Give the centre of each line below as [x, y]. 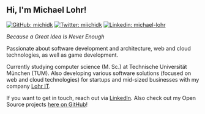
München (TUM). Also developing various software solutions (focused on [99, 73]
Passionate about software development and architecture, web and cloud [99, 48]
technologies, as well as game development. [62, 55]
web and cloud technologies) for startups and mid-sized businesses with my [103, 79]
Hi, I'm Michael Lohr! [47, 10]
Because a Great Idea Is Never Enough [56, 37]
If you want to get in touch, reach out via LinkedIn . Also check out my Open [101, 98]
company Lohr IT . [28, 86]
